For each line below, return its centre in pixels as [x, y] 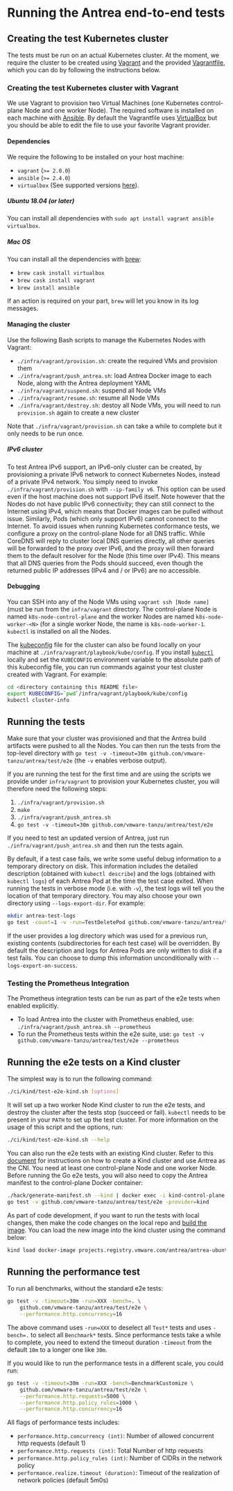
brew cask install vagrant [56, 281]
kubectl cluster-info [38, 700]
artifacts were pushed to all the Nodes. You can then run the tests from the [114, 746]
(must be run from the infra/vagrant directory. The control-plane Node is [112, 609]
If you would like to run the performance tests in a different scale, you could [115, 1363]
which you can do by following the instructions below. [84, 70]
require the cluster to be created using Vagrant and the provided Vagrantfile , [116, 63]
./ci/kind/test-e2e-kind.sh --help [59, 1140]
